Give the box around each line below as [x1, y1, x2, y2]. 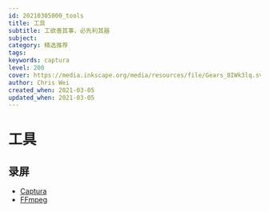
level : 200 [8, 64, 45, 72]
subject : [8, 34, 38, 42]
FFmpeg [19, 195, 48, 205]
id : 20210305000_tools [8, 11, 84, 20]
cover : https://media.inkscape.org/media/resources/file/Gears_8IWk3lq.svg [8, 71, 267, 79]
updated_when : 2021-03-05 [8, 94, 94, 102]
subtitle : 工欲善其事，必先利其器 [8, 26, 110, 34]
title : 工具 [8, 19, 46, 27]
